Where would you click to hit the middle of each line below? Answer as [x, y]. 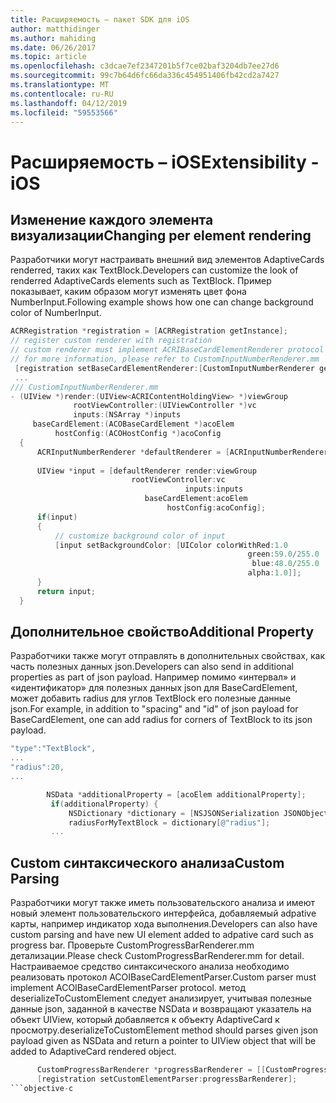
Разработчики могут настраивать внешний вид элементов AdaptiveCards [167, 260]
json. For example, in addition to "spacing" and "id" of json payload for [154, 709]
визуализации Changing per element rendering [161, 235]
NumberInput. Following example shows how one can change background [162, 302]
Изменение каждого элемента [112, 219]
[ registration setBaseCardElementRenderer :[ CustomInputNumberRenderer [164, 368]
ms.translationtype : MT [60, 85]
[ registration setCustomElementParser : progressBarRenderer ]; [167, 1079]
